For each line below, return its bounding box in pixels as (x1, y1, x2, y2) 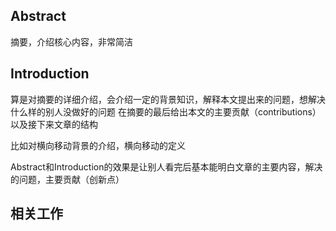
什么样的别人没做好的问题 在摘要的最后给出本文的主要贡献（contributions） (10, 105, 322, 118)
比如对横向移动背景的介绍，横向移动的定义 (10, 139, 186, 151)
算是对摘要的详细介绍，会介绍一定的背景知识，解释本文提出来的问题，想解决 (10, 93, 326, 105)
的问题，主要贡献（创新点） (10, 173, 125, 185)
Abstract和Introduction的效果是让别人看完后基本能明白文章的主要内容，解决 (10, 160, 323, 173)
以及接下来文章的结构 (10, 118, 98, 130)
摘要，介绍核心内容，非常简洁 (10, 35, 133, 48)
